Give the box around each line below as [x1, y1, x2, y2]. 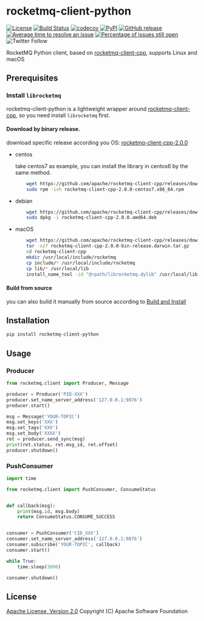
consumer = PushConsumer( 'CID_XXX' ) [6, 530, 99, 537]
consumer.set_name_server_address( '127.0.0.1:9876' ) [6, 536, 143, 542]
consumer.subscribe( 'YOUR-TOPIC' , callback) [6, 541, 121, 548]
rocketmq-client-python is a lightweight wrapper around [6, 105, 147, 112]
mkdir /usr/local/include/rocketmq [26, 254, 117, 260]
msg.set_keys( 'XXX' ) [6, 419, 59, 426]
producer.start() [6, 402, 50, 409]
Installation [6, 316, 50, 326]
